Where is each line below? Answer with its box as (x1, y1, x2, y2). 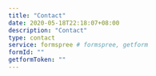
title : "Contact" (8, 11, 66, 20)
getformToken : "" (8, 56, 66, 64)
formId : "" (8, 48, 45, 56)
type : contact (8, 33, 56, 42)
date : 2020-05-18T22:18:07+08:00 (8, 19, 120, 27)
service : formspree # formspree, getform (8, 41, 149, 49)
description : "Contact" (8, 26, 88, 34)
